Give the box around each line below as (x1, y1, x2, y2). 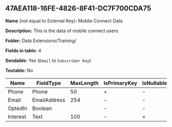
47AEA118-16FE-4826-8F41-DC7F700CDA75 (5, 4, 152, 13)
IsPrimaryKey (103, 79, 137, 87)
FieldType (36, 79, 61, 87)
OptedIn (8, 104, 27, 112)
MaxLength (70, 79, 99, 87)
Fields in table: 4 (5, 47, 41, 53)
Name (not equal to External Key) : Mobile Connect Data (5, 17, 123, 24)
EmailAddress (32, 96, 66, 103)
